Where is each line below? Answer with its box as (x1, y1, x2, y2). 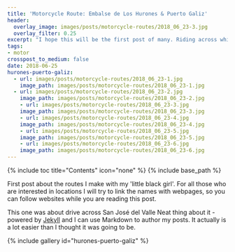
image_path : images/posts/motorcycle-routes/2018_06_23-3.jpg (20, 108, 205, 115)
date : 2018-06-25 (7, 62, 58, 69)
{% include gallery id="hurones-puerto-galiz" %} (7, 237, 149, 245)
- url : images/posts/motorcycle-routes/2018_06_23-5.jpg (20, 127, 190, 134)
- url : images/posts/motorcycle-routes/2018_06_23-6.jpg (20, 141, 190, 148)
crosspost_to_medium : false (7, 56, 90, 63)
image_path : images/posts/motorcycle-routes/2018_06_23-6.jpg (20, 147, 205, 154)
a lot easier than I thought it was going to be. (7, 223, 136, 231)
